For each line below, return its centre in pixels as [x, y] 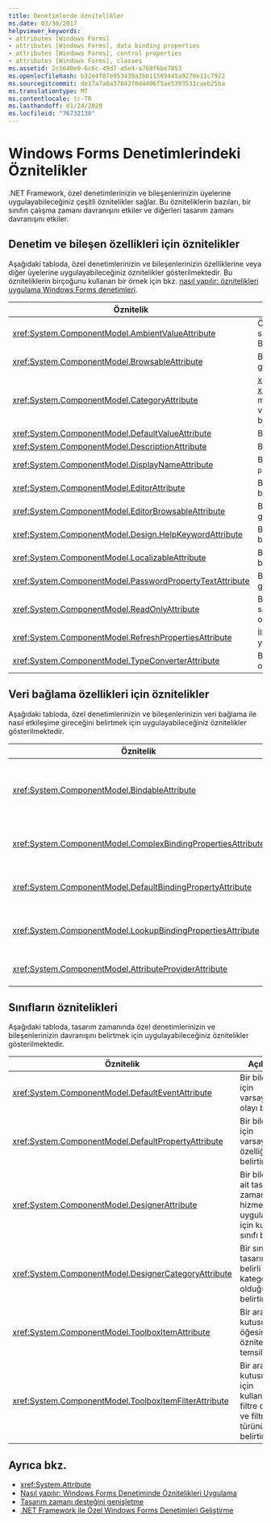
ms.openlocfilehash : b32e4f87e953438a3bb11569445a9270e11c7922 [117, 76]
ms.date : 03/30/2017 [43, 23]
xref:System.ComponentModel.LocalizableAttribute [109, 557]
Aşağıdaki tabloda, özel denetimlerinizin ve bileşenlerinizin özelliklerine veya [135, 264]
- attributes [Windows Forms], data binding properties [104, 46]
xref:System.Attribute [55, 1485]
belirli [250, 1268]
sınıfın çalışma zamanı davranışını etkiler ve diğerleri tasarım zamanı [121, 210]
